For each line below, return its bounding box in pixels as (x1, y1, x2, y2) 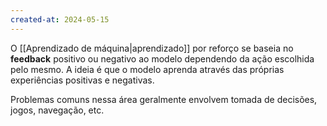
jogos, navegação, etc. (10, 104, 105, 116)
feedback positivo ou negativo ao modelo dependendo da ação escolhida (10, 52, 315, 65)
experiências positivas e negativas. (10, 74, 155, 86)
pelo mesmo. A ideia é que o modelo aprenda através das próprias (10, 63, 285, 75)
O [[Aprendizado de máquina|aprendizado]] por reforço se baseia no (10, 42, 294, 54)
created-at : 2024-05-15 (10, 14, 110, 25)
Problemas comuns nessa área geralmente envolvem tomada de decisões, (10, 93, 318, 105)
